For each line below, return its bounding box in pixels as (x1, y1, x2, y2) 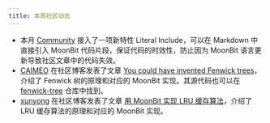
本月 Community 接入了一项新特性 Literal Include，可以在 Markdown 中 (19, 35, 258, 45)
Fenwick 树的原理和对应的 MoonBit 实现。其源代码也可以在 (43, 75, 241, 85)
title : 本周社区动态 (8, 11, 71, 20)
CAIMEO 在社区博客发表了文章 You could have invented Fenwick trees (19, 66, 255, 75)
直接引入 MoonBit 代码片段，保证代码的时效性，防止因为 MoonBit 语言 (19, 45, 255, 55)
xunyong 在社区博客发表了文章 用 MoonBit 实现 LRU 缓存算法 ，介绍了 (19, 95, 253, 105)
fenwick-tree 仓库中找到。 (19, 86, 108, 95)
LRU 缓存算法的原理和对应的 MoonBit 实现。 (19, 106, 168, 116)
